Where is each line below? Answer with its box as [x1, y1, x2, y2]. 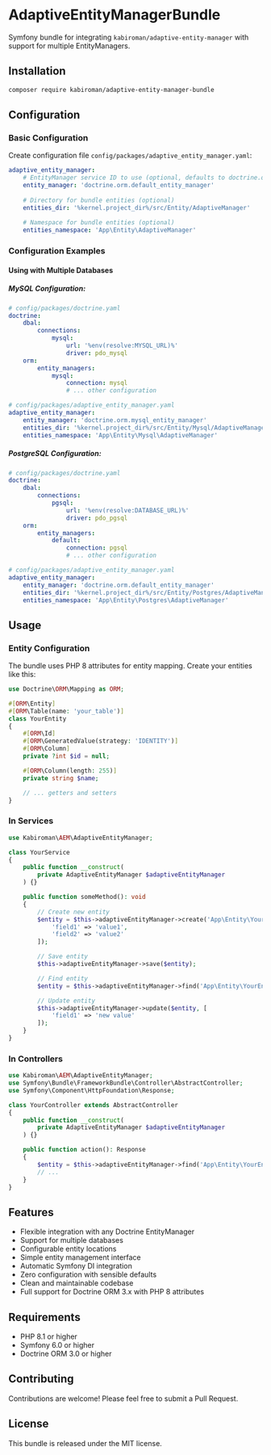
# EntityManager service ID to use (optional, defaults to [23, 174, 226, 182]
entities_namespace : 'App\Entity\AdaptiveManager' [23, 226, 197, 235]
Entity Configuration [8, 642, 90, 654]
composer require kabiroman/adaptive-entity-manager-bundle [8, 86, 215, 94]
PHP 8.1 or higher [19, 1332, 78, 1341]
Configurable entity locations [19, 1244, 117, 1254]
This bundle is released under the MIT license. [8, 1438, 163, 1448]
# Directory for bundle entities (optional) [23, 196, 175, 204]
